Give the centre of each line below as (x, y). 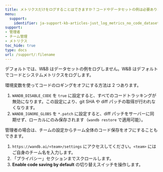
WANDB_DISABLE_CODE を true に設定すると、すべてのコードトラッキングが (84, 95)
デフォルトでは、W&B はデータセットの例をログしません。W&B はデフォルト (81, 69)
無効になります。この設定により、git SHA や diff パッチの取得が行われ (81, 102)
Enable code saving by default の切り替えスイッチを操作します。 (77, 165)
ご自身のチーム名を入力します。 (44, 153)
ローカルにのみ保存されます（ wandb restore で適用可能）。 (87, 120)
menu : (10, 14)
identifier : (26, 23)
